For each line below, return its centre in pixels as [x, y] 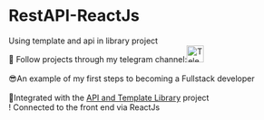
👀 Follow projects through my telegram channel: [98, 59]
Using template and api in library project [83, 41]
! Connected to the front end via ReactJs [84, 107]
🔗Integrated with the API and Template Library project [109, 97]
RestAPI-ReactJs [74, 16]
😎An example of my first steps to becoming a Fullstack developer [132, 78]
